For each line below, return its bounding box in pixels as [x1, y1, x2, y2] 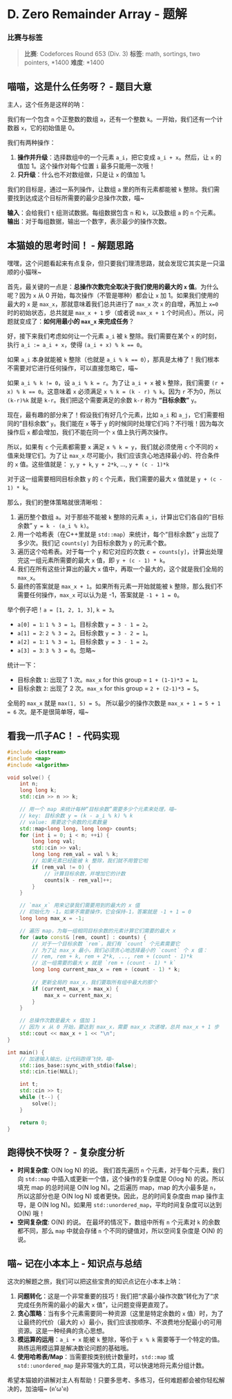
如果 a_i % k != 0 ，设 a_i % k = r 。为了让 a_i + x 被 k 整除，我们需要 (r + [7, 379, 224, 387]
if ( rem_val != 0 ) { [32, 864, 91, 871]
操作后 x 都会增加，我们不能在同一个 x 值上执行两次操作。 [7, 428, 172, 436]
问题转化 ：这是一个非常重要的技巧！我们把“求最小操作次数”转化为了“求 [17, 1292, 220, 1301]
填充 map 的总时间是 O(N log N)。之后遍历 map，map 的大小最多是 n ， [17, 1184, 220, 1192]
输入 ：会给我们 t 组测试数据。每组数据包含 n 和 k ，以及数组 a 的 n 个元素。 [7, 208, 220, 217]
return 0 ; [19, 1119, 48, 1126]
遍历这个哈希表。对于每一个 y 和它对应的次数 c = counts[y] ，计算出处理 [17, 548, 223, 556]
